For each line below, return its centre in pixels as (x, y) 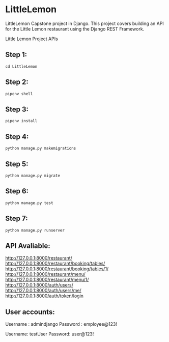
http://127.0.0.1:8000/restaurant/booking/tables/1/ (57, 269)
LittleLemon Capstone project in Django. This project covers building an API (84, 23)
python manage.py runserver (35, 230)
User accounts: (30, 312)
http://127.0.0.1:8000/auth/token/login (45, 296)
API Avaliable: (28, 246)
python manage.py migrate (33, 176)
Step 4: (17, 137)
